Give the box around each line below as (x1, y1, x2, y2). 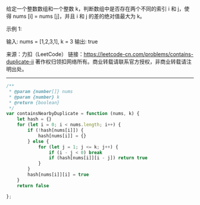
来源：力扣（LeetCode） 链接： (6, 51, 85, 58)
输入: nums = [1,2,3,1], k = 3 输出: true (6, 38, 98, 45)
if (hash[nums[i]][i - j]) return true (48, 155, 148, 161)
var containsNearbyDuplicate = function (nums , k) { (6, 111, 140, 117)
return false (17, 182, 49, 189)
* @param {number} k (8, 94, 60, 100)
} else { (27, 138, 49, 144)
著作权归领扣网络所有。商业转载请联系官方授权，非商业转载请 (35, 58, 186, 65)
